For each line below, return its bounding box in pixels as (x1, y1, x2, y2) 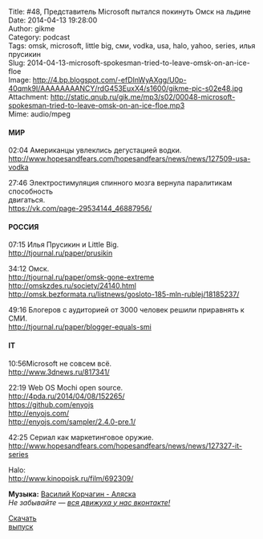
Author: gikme (8, 24, 55, 33)
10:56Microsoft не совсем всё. (8, 358, 112, 368)
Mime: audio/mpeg (8, 109, 71, 119)
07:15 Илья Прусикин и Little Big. (8, 240, 119, 250)
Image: (8, 76, 31, 84)
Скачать (8, 513, 38, 523)
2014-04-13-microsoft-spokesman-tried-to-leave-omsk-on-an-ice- (26, 58, 250, 67)
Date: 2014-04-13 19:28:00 (8, 15, 98, 25)
